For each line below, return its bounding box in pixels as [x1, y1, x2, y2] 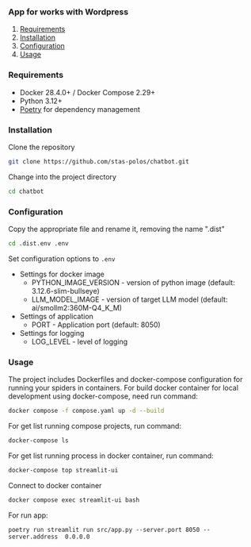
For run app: [8, 510, 49, 520]
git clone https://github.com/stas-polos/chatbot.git [8, 157, 190, 165]
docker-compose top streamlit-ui [8, 466, 119, 474]
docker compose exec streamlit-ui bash [8, 495, 140, 504]
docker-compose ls [8, 436, 69, 445]
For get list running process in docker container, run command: [8, 451, 214, 460]
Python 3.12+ [19, 96, 63, 106]
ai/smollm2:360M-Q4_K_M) [31, 302, 123, 312]
